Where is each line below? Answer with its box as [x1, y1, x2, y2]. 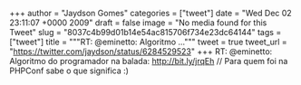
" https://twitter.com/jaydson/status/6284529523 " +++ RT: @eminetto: [9, 46, 273, 57]
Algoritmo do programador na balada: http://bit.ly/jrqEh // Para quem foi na [9, 56, 288, 66]
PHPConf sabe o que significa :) [9, 65, 130, 76]
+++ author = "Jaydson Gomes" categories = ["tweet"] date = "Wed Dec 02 [9, 8, 292, 18]
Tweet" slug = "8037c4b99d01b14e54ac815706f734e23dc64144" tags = [9, 27, 282, 37]
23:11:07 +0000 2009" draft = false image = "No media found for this [9, 17, 267, 28]
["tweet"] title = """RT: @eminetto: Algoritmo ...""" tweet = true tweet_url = [9, 36, 287, 47]
